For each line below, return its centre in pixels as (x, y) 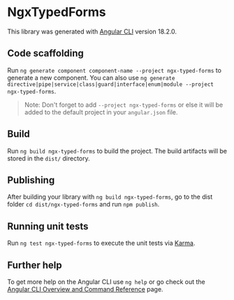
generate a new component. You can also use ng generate (91, 77)
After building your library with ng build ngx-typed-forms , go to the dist (110, 197)
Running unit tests (48, 226)
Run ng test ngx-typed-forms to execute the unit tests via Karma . (101, 243)
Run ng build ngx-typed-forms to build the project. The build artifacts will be (117, 151)
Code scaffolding (45, 53)
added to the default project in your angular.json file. (101, 112)
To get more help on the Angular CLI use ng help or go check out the (106, 282)
